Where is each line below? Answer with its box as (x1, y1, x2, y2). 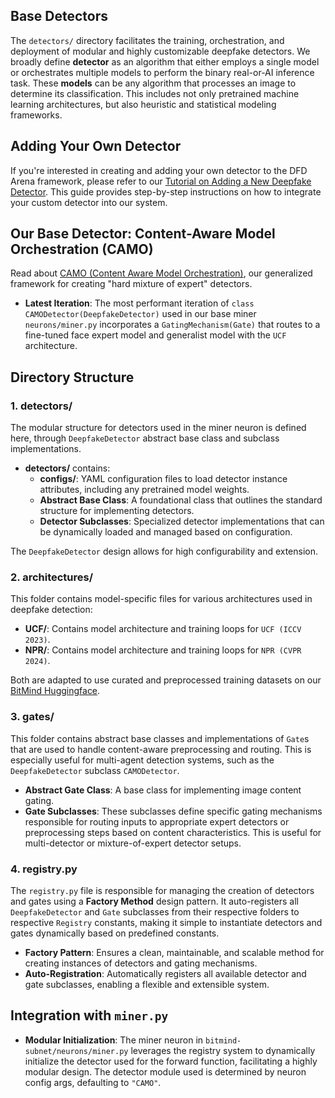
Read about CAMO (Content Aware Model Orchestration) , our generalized (10, 267, 313, 279)
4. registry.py (10, 862, 78, 876)
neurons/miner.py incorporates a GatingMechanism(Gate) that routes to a (24, 319, 321, 331)
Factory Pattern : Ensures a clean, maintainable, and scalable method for (24, 947, 325, 959)
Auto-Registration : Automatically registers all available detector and (24, 968, 307, 980)
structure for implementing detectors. (39, 505, 195, 517)
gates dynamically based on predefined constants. (10, 927, 220, 939)
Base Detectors (10, 8, 109, 25)
